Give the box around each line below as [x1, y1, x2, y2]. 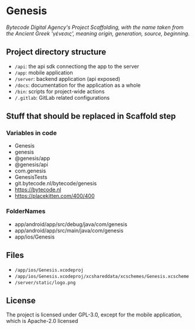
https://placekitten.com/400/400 [14, 192, 95, 200]
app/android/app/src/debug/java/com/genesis [14, 220, 128, 228]
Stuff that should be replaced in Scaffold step [6, 111, 176, 122]
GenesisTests [14, 174, 48, 181]
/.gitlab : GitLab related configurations [14, 94, 110, 101]
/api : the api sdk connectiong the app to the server [14, 63, 140, 70]
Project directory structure [6, 47, 107, 57]
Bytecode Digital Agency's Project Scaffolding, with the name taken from [6, 24, 184, 31]
